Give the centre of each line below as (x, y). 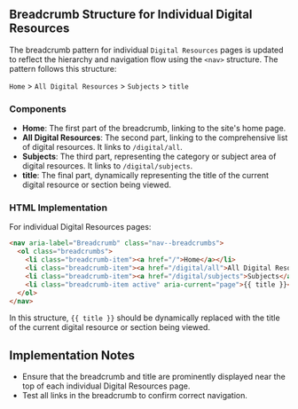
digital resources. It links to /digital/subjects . (107, 166)
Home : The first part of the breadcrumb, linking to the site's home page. (154, 129)
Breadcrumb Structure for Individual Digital (131, 15)
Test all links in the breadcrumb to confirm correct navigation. (135, 396)
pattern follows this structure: (63, 68)
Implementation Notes (72, 355)
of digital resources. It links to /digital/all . (102, 147)
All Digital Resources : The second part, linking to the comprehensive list (155, 138)
